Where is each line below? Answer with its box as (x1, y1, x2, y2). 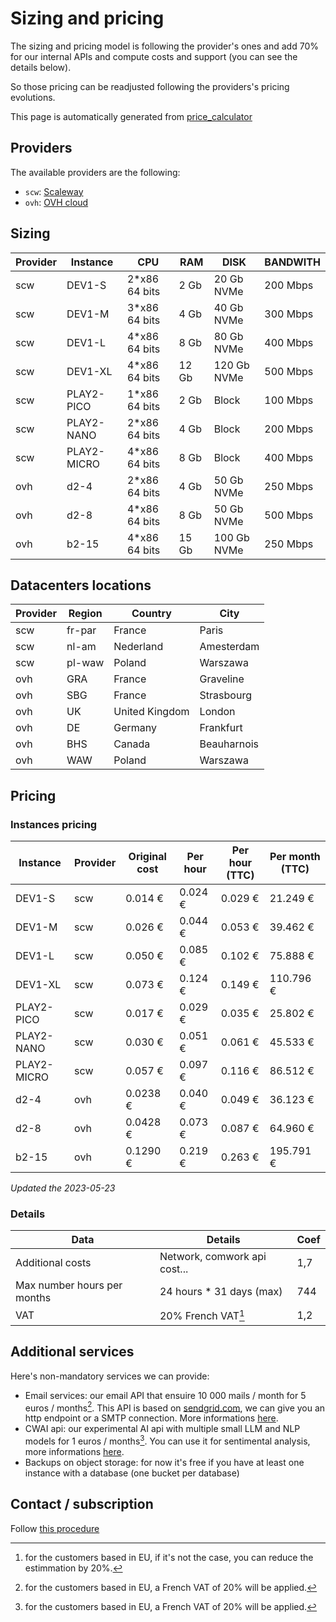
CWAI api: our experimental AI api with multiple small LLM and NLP (24, 1423, 301, 1435)
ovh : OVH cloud (24, 196, 89, 208)
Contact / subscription (10, 1496, 154, 1513)
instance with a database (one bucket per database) (24, 1467, 240, 1479)
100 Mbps (264, 393, 314, 407)
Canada (113, 737, 151, 751)
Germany (113, 721, 158, 735)
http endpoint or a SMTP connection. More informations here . (24, 1412, 279, 1424)
